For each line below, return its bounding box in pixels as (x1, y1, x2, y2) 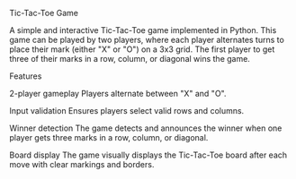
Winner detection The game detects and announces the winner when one (9, 123, 283, 133)
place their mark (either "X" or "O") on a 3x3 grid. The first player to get (9, 44, 275, 55)
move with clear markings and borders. (9, 159, 155, 169)
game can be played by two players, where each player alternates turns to (9, 35, 285, 45)
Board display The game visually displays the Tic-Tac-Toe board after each (9, 149, 288, 160)
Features (9, 71, 42, 81)
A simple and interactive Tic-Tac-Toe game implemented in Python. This (9, 25, 277, 35)
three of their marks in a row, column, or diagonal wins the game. (9, 54, 250, 64)
